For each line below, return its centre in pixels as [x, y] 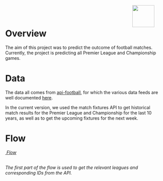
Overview [26, 33]
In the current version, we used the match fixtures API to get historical [78, 107]
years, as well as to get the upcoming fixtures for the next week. [72, 118]
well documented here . [29, 98]
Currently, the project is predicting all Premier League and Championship [81, 53]
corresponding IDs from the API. [38, 172]
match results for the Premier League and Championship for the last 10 [78, 113]
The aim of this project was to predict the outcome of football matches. [79, 47]
